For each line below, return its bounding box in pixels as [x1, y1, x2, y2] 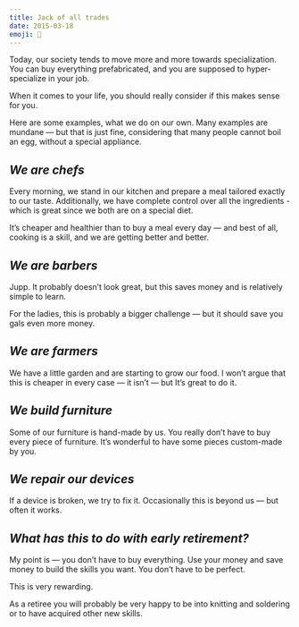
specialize [9, 73, 46, 84]
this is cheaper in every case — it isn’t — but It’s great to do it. [9, 377, 237, 387]
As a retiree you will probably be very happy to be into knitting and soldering [9, 598, 290, 609]
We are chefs [9, 162, 85, 177]
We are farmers [9, 343, 98, 359]
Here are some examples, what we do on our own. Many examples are [9, 117, 269, 128]
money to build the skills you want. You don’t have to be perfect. [9, 564, 245, 575]
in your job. [47, 73, 90, 84]
